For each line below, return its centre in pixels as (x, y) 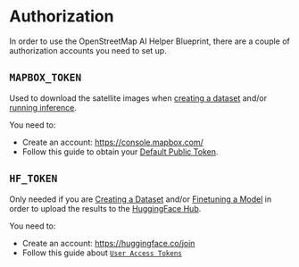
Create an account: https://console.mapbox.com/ (112, 142)
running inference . (43, 107)
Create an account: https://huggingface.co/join (108, 243)
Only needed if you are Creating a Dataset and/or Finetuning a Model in (141, 199)
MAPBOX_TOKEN (46, 78)
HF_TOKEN (33, 179)
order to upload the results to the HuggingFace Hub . (105, 208)
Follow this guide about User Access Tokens (102, 253)
